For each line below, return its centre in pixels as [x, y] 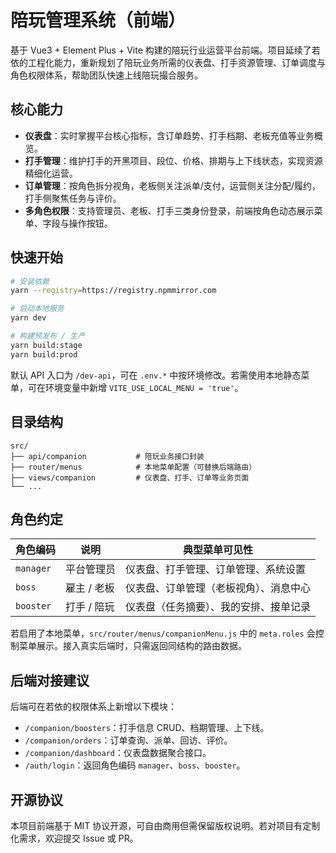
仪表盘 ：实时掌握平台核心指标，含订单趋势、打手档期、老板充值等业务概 [173, 135]
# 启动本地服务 [37, 309]
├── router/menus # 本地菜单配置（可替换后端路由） [133, 467]
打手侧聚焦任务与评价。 [73, 198]
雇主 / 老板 [90, 588]
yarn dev [28, 318]
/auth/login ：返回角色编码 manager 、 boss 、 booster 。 [135, 765]
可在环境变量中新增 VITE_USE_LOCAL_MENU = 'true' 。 [135, 387]
